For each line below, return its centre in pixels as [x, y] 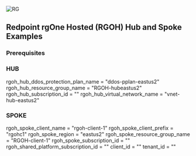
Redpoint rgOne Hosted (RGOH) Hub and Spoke [94, 27]
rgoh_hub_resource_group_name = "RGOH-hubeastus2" [74, 88]
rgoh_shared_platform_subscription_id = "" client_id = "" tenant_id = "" [91, 147]
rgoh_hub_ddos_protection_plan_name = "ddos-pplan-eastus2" [83, 81]
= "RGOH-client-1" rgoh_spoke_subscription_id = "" [68, 140]
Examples [24, 37]
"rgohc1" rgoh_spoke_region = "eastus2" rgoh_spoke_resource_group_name [98, 134]
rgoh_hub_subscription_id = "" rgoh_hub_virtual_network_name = [85, 94]
